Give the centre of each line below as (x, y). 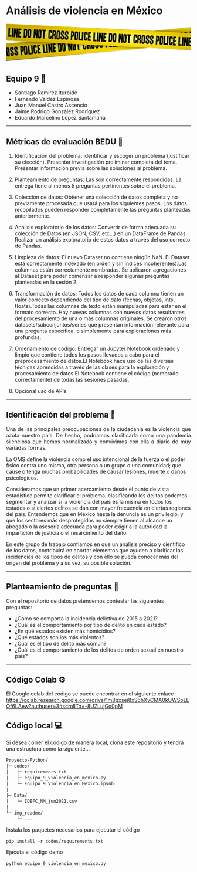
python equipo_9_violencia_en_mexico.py (56, 864)
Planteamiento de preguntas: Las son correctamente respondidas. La (98, 179)
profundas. (28, 337)
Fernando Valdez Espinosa (47, 99)
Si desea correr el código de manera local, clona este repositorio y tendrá (95, 742)
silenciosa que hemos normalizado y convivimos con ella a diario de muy (98, 442)
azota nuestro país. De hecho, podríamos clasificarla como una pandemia (98, 435)
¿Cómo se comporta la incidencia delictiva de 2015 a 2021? (86, 618)
